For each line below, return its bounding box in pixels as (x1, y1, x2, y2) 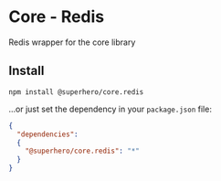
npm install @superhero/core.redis (8, 87, 144, 97)
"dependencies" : (16, 130, 79, 139)
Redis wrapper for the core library (8, 37, 136, 48)
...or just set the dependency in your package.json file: (8, 103, 212, 114)
